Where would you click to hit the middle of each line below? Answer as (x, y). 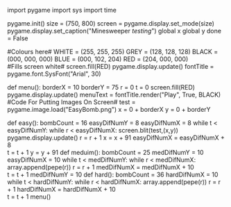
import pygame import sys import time (62, 10)
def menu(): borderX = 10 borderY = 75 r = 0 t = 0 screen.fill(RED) (101, 87)
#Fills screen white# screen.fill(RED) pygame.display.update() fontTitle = (111, 66)
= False (18, 38)
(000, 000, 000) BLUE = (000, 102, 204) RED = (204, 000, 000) (98, 59)
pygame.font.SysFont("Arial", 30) (54, 74)
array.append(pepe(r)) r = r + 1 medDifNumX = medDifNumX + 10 (101, 167)
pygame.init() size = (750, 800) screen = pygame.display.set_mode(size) (111, 23)
